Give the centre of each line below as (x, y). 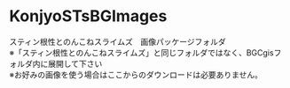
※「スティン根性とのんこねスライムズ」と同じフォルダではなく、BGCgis (141, 52)
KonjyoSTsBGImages (88, 16)
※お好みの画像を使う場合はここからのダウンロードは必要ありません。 (136, 74)
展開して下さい (75, 63)
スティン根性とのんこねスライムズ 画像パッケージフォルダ (118, 41)
